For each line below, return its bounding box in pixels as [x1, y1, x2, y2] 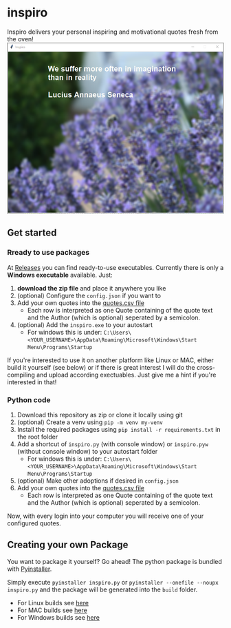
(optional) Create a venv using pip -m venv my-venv [16, 418, 163, 426]
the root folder [16, 432, 58, 441]
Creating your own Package [7, 539, 129, 551]
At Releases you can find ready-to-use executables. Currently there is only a [7, 263, 224, 271]
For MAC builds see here [16, 606, 87, 614]
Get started [7, 227, 57, 239]
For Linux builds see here [16, 598, 89, 607]
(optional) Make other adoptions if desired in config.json [16, 477, 179, 485]
